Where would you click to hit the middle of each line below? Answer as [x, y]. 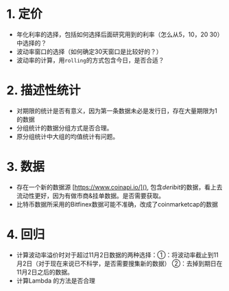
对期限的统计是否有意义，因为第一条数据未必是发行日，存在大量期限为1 [117, 110]
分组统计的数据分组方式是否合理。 [64, 128]
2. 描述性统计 [44, 91]
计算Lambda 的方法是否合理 [56, 280]
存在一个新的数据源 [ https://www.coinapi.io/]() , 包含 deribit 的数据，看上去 [119, 187]
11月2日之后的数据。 [45, 272]
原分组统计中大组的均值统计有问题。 [68, 136]
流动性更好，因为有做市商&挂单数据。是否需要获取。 [91, 196]
